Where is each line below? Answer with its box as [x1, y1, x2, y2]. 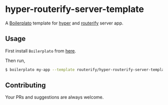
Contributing [5, 81, 46, 89]
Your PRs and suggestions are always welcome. [5, 94, 104, 100]
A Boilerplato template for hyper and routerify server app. [5, 20, 123, 26]
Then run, [5, 57, 25, 63]
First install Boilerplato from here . [5, 47, 76, 53]
